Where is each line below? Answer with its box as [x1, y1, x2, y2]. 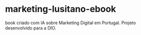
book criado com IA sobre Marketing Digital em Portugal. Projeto [5, 20, 137, 26]
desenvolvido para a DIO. [5, 25, 57, 31]
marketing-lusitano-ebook [5, 3, 116, 15]
